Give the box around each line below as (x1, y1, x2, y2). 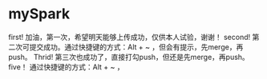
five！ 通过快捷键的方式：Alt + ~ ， (8, 61, 124, 72)
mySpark (8, 5, 71, 23)
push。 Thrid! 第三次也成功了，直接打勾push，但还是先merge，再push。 (8, 52, 250, 61)
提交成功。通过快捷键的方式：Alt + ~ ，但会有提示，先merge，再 (29, 41, 244, 52)
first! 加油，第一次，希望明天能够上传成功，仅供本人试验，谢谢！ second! (8, 32, 251, 41)
